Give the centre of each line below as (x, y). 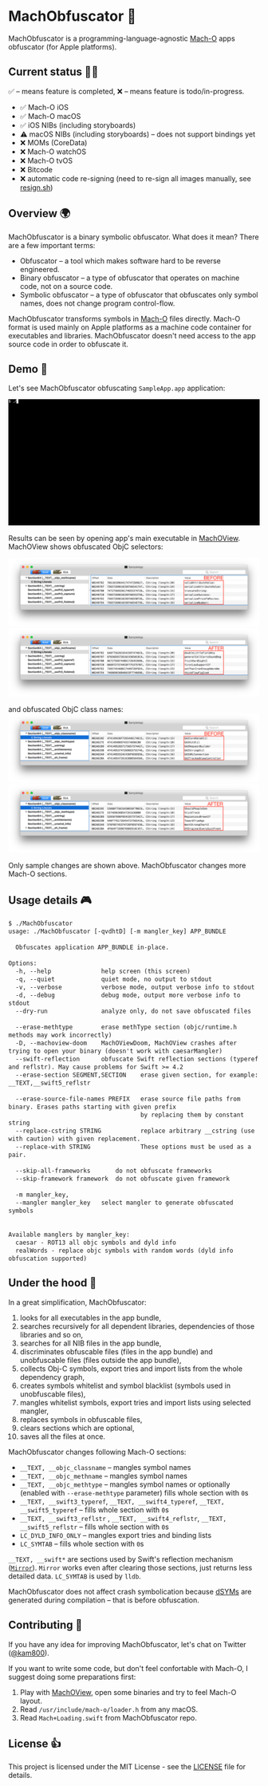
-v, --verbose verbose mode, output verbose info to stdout (135, 987)
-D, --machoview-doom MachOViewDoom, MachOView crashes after (126, 1043)
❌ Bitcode (36, 169)
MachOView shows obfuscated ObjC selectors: (86, 547)
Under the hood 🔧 (53, 1283)
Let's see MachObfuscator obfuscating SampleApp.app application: (117, 388)
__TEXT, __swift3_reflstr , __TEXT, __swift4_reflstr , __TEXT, (123, 1518)
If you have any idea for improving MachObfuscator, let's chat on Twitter (127, 1644)
